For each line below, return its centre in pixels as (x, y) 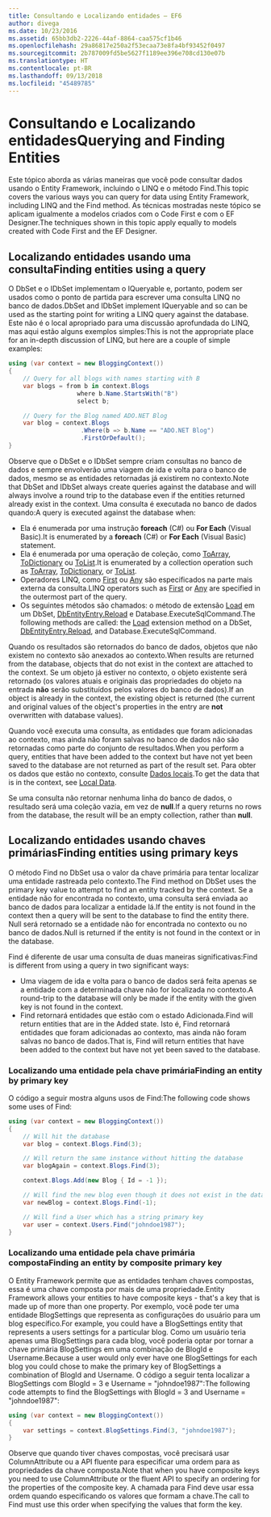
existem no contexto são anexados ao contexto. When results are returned (131, 655)
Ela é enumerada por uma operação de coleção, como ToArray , (125, 554)
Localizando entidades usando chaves (107, 840)
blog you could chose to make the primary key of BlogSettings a (115, 1366)
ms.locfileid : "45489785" (52, 83)
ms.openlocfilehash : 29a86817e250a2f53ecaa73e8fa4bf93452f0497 (117, 46)
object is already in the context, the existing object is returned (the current (132, 698)
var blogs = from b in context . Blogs (86, 386)
